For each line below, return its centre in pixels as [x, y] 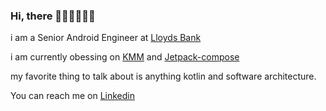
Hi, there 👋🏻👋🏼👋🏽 [53, 16]
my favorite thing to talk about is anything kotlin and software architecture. [163, 76]
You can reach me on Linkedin [72, 96]
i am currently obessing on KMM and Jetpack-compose [125, 57]
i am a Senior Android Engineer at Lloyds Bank [106, 38]
